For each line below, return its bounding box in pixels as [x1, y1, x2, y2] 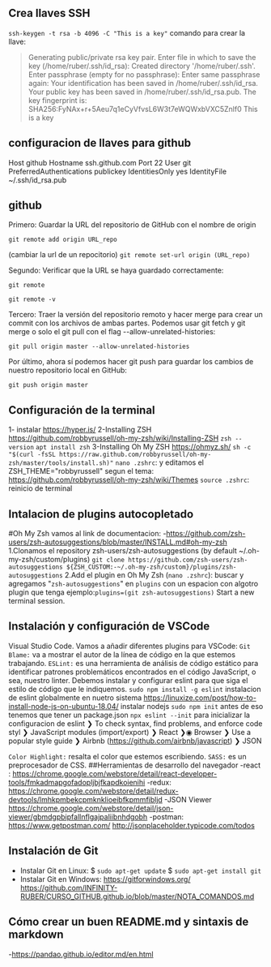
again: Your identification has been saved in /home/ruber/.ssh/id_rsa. [28, 78, 259, 88]
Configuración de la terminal [8, 403, 155, 417]
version [8, 444, 35, 452]
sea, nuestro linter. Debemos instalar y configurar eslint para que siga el [8, 675, 248, 685]
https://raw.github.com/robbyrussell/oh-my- [59, 450, 212, 459]
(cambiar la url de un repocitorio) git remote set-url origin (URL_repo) [8, 250, 251, 260]
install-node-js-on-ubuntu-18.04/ [8, 701, 119, 711]
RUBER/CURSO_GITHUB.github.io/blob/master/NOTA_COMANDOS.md [19, 892, 255, 901]
